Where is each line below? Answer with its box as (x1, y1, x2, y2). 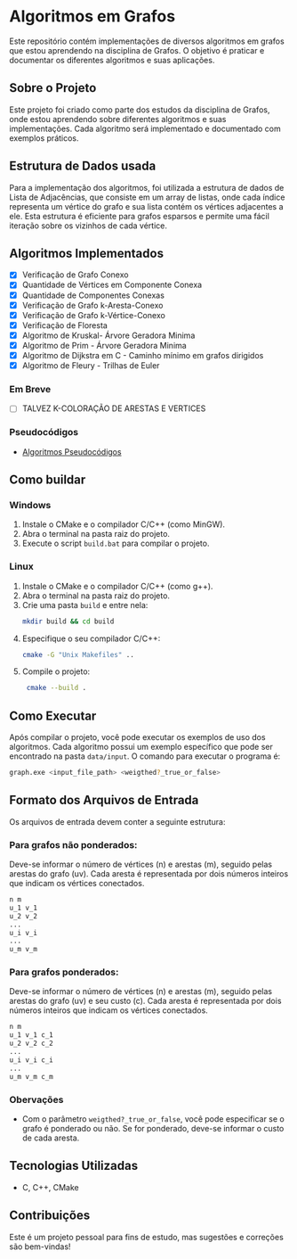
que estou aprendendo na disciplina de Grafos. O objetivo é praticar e (9, 45, 265, 55)
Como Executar (9, 708, 97, 723)
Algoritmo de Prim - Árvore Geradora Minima (21, 340, 187, 350)
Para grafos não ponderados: (9, 838, 138, 851)
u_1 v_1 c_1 (9, 1031, 53, 1040)
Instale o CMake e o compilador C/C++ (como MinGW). (21, 519, 225, 530)
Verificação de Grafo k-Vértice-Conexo (21, 309, 166, 320)
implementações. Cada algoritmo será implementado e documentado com (9, 123, 282, 134)
